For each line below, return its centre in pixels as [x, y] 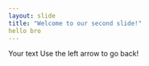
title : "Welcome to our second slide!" [75, 23]
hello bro [25, 31]
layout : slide [32, 16]
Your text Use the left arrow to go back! [74, 54]
